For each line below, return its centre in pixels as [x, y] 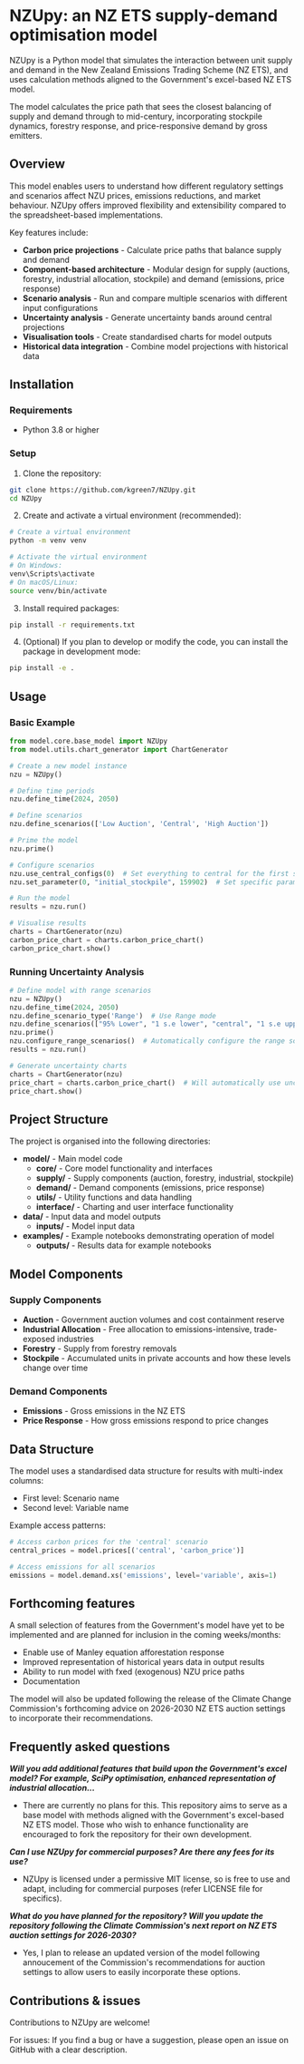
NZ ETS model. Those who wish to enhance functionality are [135, 1825]
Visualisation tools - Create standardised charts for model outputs [147, 336]
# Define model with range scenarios [81, 990]
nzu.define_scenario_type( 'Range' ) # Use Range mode [113, 1016]
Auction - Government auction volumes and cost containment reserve [153, 1319]
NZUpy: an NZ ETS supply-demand [144, 16]
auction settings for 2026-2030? [73, 1935]
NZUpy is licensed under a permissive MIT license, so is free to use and [156, 1879]
